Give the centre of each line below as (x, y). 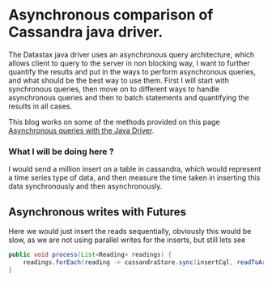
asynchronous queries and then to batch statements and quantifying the (129, 97)
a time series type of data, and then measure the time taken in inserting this (134, 178)
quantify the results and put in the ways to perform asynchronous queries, (132, 71)
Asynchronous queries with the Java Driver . (81, 130)
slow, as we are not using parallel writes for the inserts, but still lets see (127, 240)
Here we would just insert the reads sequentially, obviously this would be (130, 232)
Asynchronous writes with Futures (98, 212)
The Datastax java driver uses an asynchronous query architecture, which (132, 54)
